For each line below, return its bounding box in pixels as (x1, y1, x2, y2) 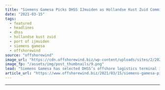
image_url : (5, 57, 27, 62)
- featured (9, 21, 32, 26)
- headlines (9, 25, 34, 30)
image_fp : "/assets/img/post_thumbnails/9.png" (5, 62, 105, 67)
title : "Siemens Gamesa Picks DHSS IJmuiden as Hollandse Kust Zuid (5, 7, 148, 12)
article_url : (5, 71, 32, 76)
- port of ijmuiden (9, 39, 50, 44)
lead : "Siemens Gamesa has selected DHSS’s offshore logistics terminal (5, 67, 157, 71)
